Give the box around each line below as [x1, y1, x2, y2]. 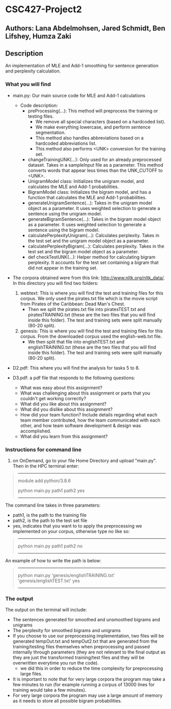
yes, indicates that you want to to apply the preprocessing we [12, 522, 142, 529]
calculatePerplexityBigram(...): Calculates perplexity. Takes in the [27, 243, 164, 249]
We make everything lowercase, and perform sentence [35, 124, 151, 130]
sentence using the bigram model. [27, 227, 100, 233]
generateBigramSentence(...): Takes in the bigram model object [27, 216, 161, 222]
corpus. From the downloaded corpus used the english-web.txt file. [20, 333, 162, 339]
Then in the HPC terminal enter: [12, 463, 79, 469]
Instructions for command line [5, 446, 81, 453]
